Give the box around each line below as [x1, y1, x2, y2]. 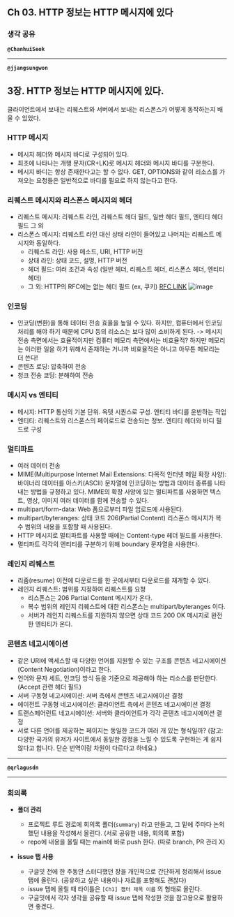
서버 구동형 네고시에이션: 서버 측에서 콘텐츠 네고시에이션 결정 [17, 691, 183, 700]
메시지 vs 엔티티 [7, 390, 59, 400]
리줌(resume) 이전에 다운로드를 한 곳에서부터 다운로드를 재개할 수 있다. [17, 576, 211, 585]
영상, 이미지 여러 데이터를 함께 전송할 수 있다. [26, 496, 149, 504]
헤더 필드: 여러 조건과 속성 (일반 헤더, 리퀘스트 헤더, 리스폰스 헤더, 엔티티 [27, 265, 225, 274]
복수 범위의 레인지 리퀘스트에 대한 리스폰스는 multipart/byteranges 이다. [27, 603, 226, 611]
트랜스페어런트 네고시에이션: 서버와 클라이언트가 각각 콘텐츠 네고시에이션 [17, 708, 215, 717]
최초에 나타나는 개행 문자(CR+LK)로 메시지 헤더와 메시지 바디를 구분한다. [17, 159, 215, 167]
